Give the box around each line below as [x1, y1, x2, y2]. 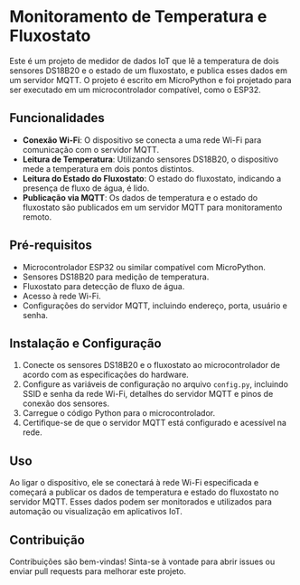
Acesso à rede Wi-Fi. [22, 290, 101, 301]
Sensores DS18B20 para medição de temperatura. [22, 271, 210, 282]
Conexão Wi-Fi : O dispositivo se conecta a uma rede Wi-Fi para [22, 134, 262, 146]
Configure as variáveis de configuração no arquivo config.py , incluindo [22, 379, 289, 390]
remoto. [22, 211, 52, 222]
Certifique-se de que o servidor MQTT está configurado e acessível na [22, 418, 287, 429]
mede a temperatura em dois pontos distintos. [22, 163, 194, 174]
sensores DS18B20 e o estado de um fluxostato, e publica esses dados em [9, 65, 287, 76]
